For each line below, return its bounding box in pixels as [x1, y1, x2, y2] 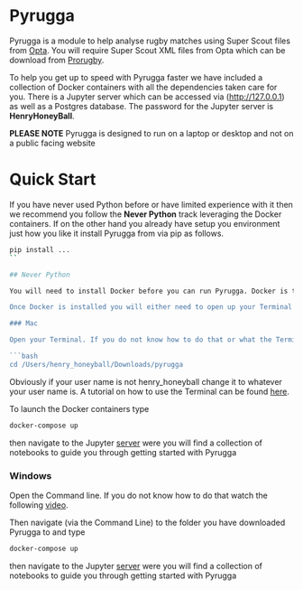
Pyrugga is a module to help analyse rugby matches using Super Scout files [9, 35, 291, 46]
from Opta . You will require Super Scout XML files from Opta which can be [9, 44, 286, 55]
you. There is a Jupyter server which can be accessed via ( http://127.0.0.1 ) [9, 91, 286, 102]
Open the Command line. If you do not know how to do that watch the [9, 490, 268, 501]
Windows [9, 469, 52, 482]
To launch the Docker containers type [9, 403, 150, 414]
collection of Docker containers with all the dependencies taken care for [9, 81, 278, 92]
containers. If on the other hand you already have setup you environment [9, 218, 280, 229]
